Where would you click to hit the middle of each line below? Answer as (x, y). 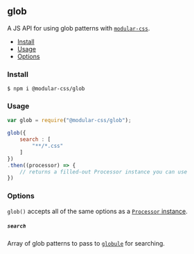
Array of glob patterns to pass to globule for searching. (86, 243)
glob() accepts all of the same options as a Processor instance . (98, 211)
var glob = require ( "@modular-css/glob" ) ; (69, 121)
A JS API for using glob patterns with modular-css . (79, 28)
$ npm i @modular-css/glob (46, 89)
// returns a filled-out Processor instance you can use (104, 172)
